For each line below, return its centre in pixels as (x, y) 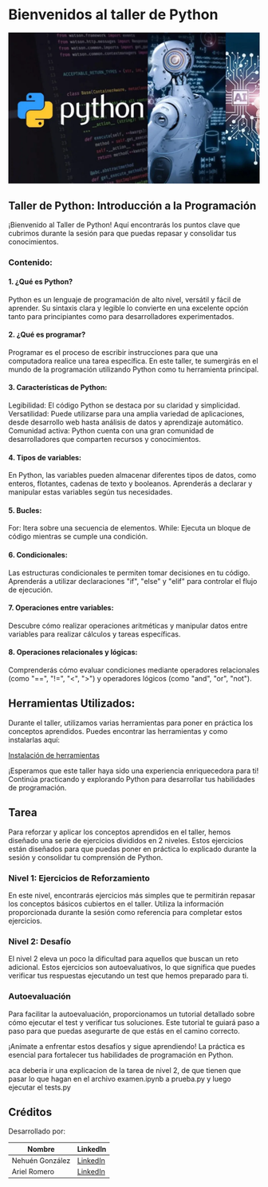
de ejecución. (31, 590)
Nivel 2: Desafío (40, 941)
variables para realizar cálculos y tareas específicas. (95, 634)
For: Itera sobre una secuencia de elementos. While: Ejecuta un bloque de (130, 528)
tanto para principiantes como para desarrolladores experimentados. (121, 316)
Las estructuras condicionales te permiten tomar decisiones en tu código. (129, 573)
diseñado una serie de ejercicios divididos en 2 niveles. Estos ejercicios (126, 840)
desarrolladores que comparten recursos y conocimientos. (104, 439)
